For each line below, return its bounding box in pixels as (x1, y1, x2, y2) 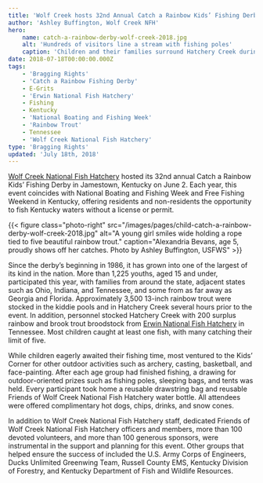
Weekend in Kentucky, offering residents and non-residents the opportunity (8, 197, 252, 207)
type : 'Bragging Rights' (8, 143, 89, 151)
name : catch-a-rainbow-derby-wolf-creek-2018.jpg (22, 33, 188, 42)
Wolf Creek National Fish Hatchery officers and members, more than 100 (8, 425, 243, 434)
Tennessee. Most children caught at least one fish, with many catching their (8, 327, 253, 337)
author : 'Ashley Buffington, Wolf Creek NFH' (8, 19, 159, 27)
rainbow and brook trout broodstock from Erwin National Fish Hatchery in (8, 319, 245, 328)
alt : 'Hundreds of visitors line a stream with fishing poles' (22, 41, 233, 49)
